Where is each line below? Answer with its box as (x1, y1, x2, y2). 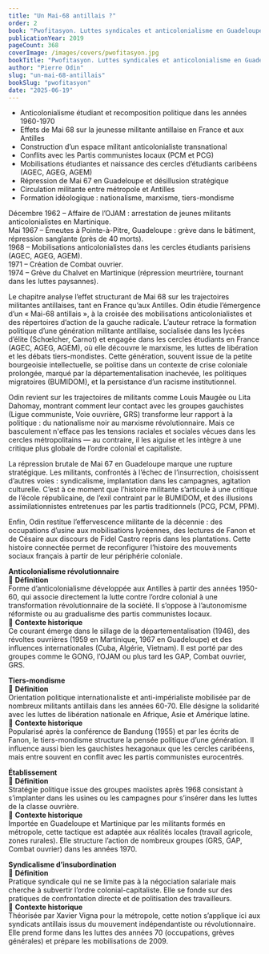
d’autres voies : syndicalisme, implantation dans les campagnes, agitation (8, 476, 251, 486)
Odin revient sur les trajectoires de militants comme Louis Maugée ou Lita (8, 393, 251, 403)
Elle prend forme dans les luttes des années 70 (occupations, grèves (8, 928, 235, 937)
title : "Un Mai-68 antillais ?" (8, 11, 116, 20)
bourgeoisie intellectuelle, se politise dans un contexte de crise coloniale (8, 360, 248, 370)
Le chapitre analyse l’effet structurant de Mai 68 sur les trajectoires (8, 292, 230, 302)
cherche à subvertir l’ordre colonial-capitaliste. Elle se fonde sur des (8, 885, 233, 895)
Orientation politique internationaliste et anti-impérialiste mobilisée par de (8, 693, 251, 703)
